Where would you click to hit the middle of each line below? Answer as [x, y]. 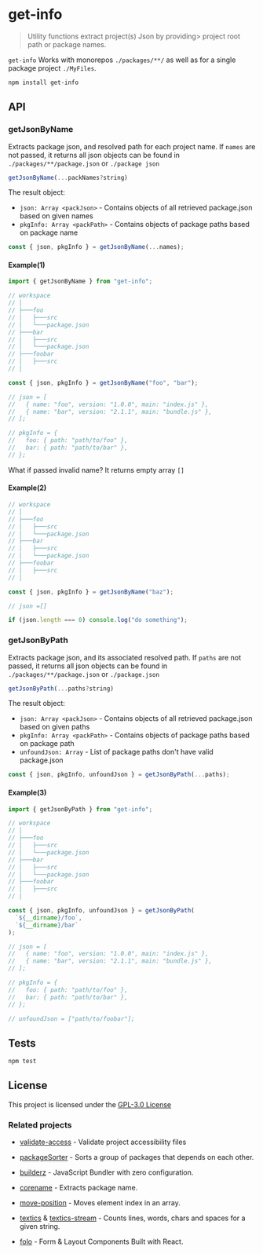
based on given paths [55, 727]
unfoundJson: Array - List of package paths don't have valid [116, 752]
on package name [49, 232]
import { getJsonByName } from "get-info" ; [80, 282]
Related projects [40, 1124]
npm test [22, 1062]
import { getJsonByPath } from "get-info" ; [80, 809]
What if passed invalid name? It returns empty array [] [96, 470]
